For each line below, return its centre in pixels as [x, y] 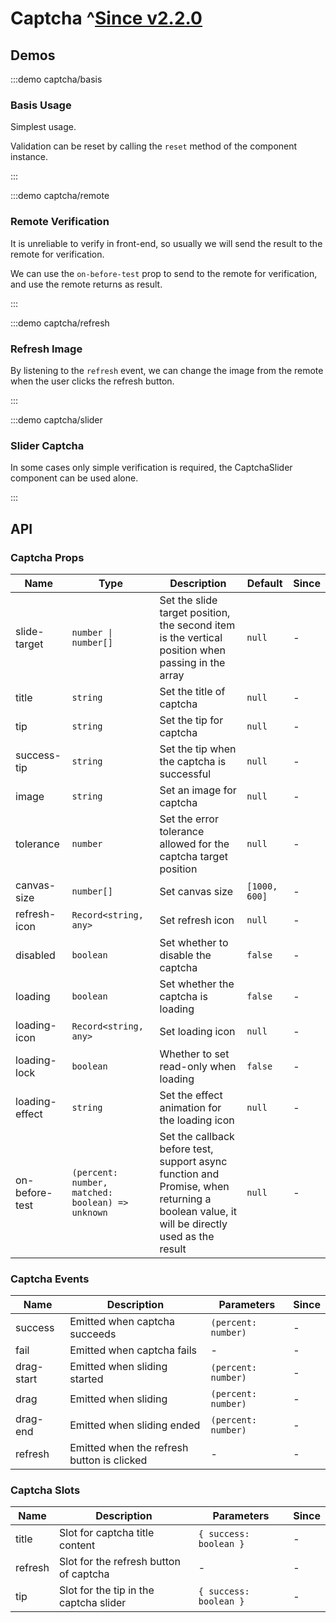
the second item [197, 625]
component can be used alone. [74, 478]
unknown [89, 1212]
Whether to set [194, 1054]
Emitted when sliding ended [135, 1425]
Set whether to [194, 942]
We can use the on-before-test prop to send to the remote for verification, [164, 273]
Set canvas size [196, 891]
